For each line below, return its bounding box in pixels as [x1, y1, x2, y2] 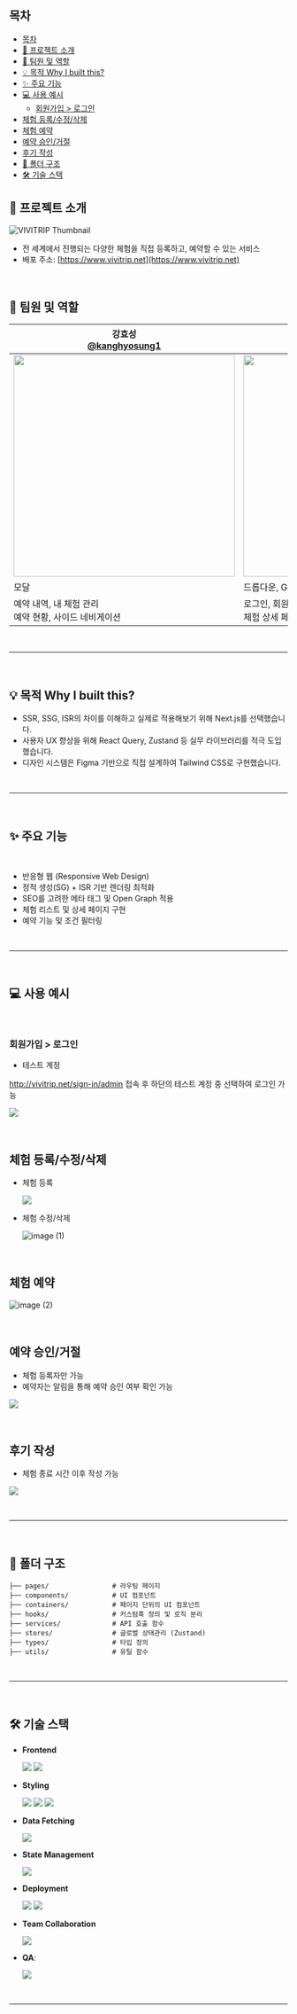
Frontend [21, 1745, 57, 1755]
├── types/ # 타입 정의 [9, 1638, 148, 1647]
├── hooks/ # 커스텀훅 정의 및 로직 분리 [9, 1610, 203, 1620]
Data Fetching [21, 1815, 75, 1826]
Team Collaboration [21, 1918, 96, 1930]
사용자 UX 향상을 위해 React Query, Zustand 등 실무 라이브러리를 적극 [21, 735, 266, 746]
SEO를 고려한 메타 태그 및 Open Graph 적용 [21, 894, 174, 904]
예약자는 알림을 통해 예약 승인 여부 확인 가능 [21, 1381, 174, 1392]
